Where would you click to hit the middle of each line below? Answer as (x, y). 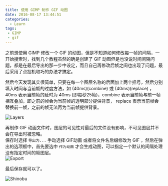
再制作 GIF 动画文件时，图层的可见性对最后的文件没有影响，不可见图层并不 (82, 127)
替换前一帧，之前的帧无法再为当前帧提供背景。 (53, 107)
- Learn (18, 24)
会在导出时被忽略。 (25, 134)
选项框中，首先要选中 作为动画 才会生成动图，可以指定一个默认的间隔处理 (88, 146)
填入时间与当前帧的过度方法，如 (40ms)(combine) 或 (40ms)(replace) (77, 88)
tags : (11, 29)
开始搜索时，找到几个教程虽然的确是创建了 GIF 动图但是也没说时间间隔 (78, 59)
